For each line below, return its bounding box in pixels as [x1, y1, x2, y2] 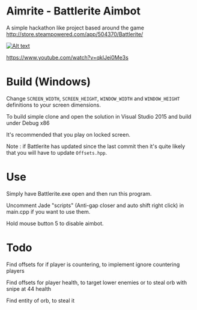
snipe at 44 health [6, 285, 52, 293]
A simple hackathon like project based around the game [6, 24, 144, 31]
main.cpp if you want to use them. [6, 208, 91, 215]
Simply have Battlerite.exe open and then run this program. [6, 190, 152, 197]
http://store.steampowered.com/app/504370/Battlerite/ [6, 30, 144, 37]
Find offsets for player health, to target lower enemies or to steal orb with [6, 279, 187, 286]
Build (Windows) [6, 75, 91, 88]
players [6, 267, 25, 274]
